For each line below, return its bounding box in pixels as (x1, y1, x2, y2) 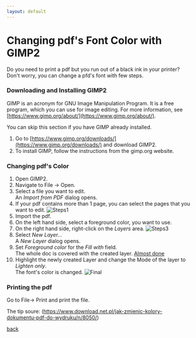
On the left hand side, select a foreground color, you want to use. (15, 219, 172, 226)
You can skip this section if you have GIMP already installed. (6, 124, 152, 131)
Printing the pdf (6, 284, 52, 292)
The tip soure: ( (6, 308, 44, 315)
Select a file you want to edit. (15, 188, 85, 195)
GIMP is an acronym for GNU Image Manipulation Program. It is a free (6, 100, 174, 107)
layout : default (6, 8, 46, 15)
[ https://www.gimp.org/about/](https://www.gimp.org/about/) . (6, 112, 156, 119)
